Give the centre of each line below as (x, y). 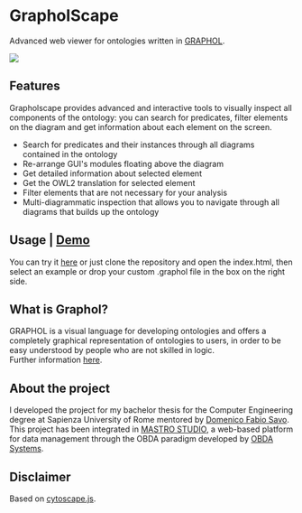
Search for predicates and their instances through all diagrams (138, 145)
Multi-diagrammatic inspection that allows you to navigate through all (151, 202)
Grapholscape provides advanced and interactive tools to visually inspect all (151, 107)
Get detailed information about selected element (112, 173)
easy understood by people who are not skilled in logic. (112, 350)
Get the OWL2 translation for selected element (109, 182)
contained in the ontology (70, 154)
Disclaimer (40, 476)
